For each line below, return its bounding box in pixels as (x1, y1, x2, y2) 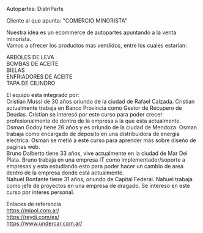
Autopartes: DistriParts (6, 5, 64, 12)
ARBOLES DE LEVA (6, 54, 54, 60)
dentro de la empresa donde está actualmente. (6, 169, 124, 176)
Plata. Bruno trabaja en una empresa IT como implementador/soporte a (6, 156, 185, 163)
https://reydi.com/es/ (6, 213, 60, 220)
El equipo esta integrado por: (6, 91, 79, 98)
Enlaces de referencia (6, 201, 61, 207)
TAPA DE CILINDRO (6, 79, 56, 87)
